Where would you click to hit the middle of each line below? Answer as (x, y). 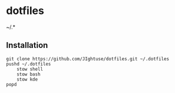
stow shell (30, 69)
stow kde (27, 79)
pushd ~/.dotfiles (28, 64)
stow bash (29, 74)
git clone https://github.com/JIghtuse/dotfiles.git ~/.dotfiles (87, 59)
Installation (27, 45)
